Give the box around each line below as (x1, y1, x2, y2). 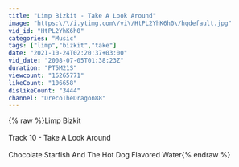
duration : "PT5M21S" (8, 64, 78, 72)
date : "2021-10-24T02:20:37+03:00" (8, 49, 128, 57)
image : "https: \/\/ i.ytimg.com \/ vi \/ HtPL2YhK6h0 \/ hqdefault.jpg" (8, 19, 232, 27)
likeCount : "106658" (8, 79, 78, 87)
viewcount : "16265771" (8, 71, 84, 79)
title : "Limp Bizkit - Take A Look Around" (8, 11, 157, 20)
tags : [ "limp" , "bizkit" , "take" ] (8, 42, 117, 50)
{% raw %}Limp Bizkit (8, 116, 81, 125)
